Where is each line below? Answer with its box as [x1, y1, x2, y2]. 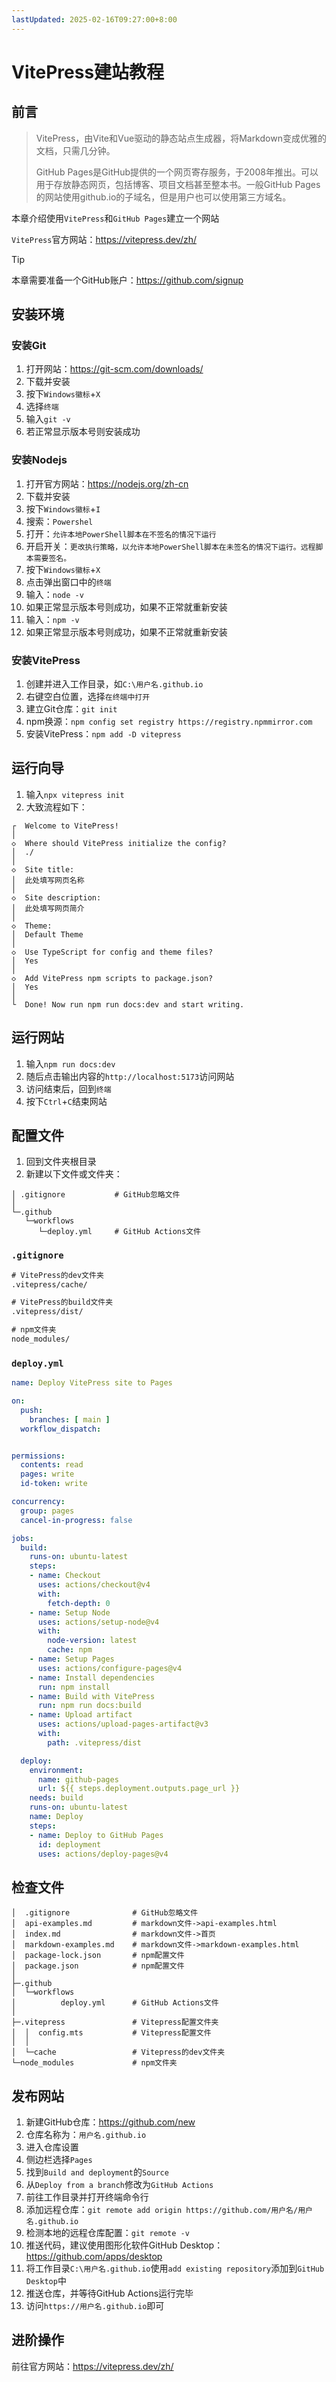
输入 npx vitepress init [25, 788, 125, 800]
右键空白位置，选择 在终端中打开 [25, 690, 151, 702]
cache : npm [47, 1645, 93, 1655]
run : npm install [37, 1682, 111, 1692]
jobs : [11, 1533, 34, 1543]
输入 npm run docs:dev [25, 1057, 116, 1070]
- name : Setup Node [29, 1607, 111, 1618]
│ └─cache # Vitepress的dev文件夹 [11, 2047, 226, 2058]
